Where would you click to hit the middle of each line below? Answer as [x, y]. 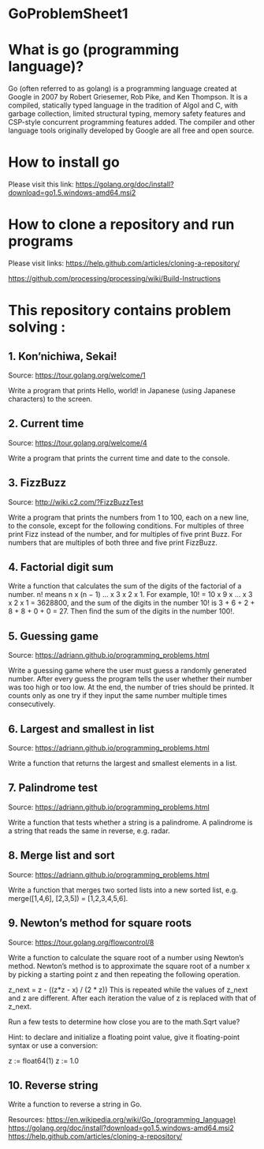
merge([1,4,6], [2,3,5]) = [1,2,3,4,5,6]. [68, 898]
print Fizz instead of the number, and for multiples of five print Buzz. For [125, 534]
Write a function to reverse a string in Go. [75, 1104]
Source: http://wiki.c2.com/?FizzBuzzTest [76, 501]
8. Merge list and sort [62, 856]
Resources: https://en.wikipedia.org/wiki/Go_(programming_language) [122, 1120]
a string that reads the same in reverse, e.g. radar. [89, 831]
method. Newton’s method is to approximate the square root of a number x [129, 966]
